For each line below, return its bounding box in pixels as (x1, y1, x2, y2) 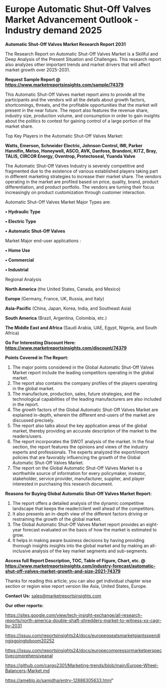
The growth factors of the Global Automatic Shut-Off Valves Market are (12, 407, 159, 413)
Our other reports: (5, 602, 44, 608)
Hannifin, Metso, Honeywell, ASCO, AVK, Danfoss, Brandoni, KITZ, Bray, (5, 148, 158, 154)
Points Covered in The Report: (5, 354, 69, 360)
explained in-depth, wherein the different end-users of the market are (12, 412, 155, 418)
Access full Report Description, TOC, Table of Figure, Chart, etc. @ (5, 557, 146, 563)
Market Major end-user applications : (5, 237, 81, 243)
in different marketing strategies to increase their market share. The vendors (5, 173, 162, 179)
